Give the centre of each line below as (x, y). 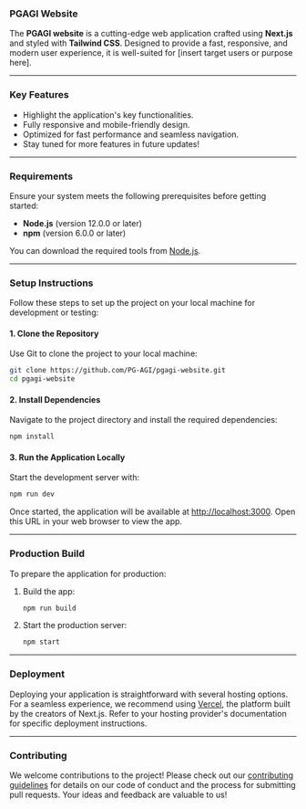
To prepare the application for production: (88, 573)
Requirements (41, 176)
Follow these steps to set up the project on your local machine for (133, 303)
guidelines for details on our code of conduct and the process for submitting (153, 784)
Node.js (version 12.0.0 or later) (82, 223)
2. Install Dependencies (55, 399)
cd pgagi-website (42, 379)
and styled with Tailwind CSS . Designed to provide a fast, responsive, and (149, 43)
